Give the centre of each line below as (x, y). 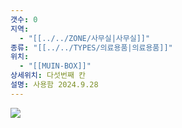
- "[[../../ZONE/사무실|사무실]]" (85, 38)
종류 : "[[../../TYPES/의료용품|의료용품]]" (91, 47)
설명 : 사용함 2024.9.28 (54, 85)
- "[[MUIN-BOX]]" (55, 66)
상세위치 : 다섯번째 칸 (48, 76)
